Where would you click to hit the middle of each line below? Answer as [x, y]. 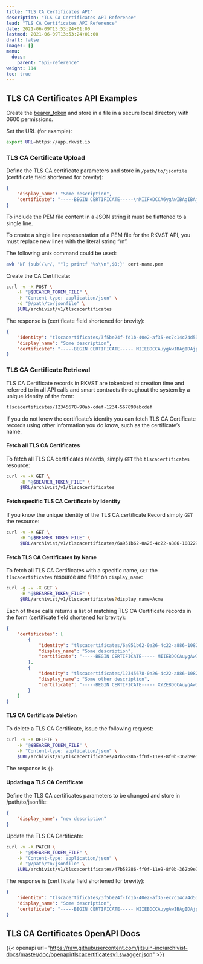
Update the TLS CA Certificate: [45, 836]
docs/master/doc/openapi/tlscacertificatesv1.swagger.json [79, 954]
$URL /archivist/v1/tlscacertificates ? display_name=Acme [92, 600]
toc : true [19, 74]
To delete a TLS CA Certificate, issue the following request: [80, 729]
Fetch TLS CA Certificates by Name [52, 557]
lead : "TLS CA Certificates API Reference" [62, 23]
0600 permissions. [30, 119]
